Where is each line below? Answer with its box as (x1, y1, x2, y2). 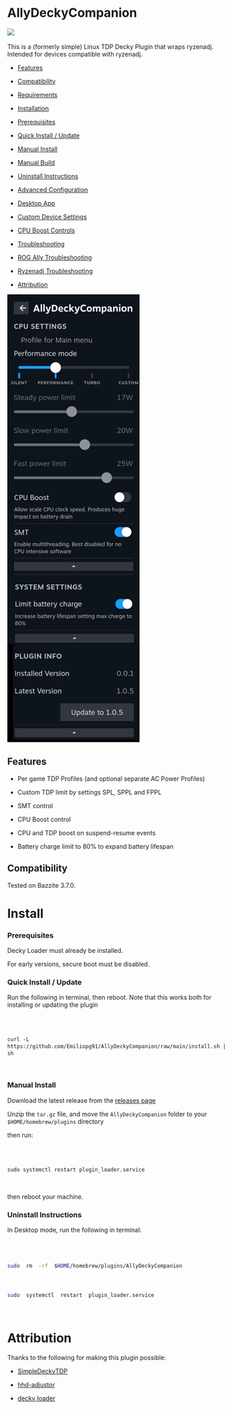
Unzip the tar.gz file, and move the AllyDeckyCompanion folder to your (7, 1110, 207, 1118)
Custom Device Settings (17, 212, 87, 221)
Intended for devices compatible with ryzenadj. (7, 50, 143, 58)
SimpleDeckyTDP (17, 1366, 68, 1375)
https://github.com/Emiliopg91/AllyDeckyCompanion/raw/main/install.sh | (7, 1043, 227, 1050)
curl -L (7, 1036, 30, 1043)
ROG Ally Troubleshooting (17, 253, 92, 262)
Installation (17, 104, 50, 113)
